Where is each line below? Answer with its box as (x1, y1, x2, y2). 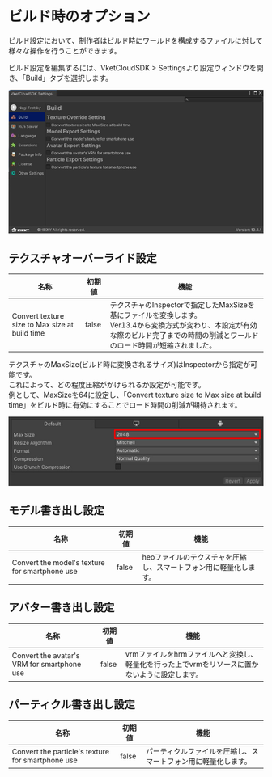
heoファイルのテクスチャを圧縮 (142, 552, 247, 562)
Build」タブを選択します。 (25, 73, 113, 82)
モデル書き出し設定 (8, 504, 104, 517)
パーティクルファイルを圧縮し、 (145, 746, 253, 756)
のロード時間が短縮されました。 (109, 340, 217, 350)
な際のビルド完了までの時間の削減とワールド (109, 330, 259, 340)
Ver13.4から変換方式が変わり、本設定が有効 (109, 320, 257, 330)
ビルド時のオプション (8, 7, 151, 26)
